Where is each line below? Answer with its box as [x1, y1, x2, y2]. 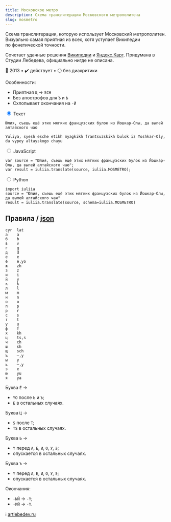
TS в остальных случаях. [12, 425, 66, 431]
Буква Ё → [5, 385, 28, 391]
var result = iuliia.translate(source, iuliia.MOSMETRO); [5, 167, 131, 172]
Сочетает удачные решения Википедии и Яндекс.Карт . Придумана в [5, 52, 155, 58]
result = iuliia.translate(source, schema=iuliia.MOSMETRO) [5, 200, 136, 205]
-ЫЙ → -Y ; [12, 495, 33, 502]
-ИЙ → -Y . [12, 501, 33, 507]
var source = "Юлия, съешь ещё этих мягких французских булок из [5, 158, 147, 163]
